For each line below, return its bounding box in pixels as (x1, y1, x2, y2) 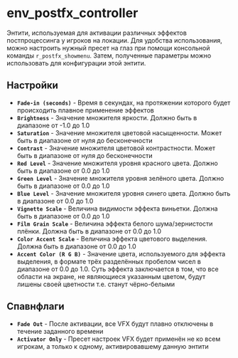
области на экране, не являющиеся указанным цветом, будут (16, 272, 206, 280)
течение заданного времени (16, 327, 104, 335)
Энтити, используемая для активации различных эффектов (6, 28, 188, 37)
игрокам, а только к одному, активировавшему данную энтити (16, 342, 209, 350)
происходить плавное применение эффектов (16, 105, 154, 115)
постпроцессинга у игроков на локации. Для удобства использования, (6, 36, 223, 44)
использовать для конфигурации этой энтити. (6, 58, 146, 67)
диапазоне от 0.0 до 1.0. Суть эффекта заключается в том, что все (16, 265, 219, 273)
